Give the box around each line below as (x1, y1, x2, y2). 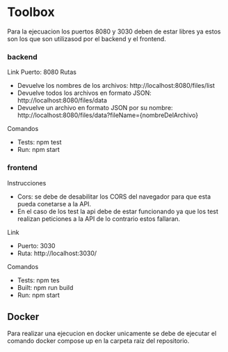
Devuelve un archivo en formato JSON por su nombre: (17, 104, 173, 112)
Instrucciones (7, 178, 47, 187)
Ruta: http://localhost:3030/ (17, 249, 97, 257)
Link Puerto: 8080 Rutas (7, 68, 76, 77)
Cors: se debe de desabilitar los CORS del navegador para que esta (17, 192, 211, 201)
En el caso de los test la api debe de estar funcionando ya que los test (17, 207, 219, 215)
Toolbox (7, 4, 55, 20)
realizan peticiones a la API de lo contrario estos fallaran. (17, 214, 181, 223)
